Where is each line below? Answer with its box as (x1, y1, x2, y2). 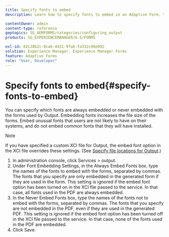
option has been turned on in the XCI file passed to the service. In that (12, 184, 158, 190)
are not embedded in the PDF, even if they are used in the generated (12, 205, 155, 211)
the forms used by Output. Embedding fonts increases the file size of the (5, 112, 156, 118)
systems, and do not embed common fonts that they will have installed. (5, 123, 153, 129)
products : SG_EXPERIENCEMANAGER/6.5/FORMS (5, 35, 96, 40)
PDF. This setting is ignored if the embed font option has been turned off (12, 211, 163, 217)
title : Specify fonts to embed (5, 7, 71, 13)
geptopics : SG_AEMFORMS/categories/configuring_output (5, 31, 123, 36)
